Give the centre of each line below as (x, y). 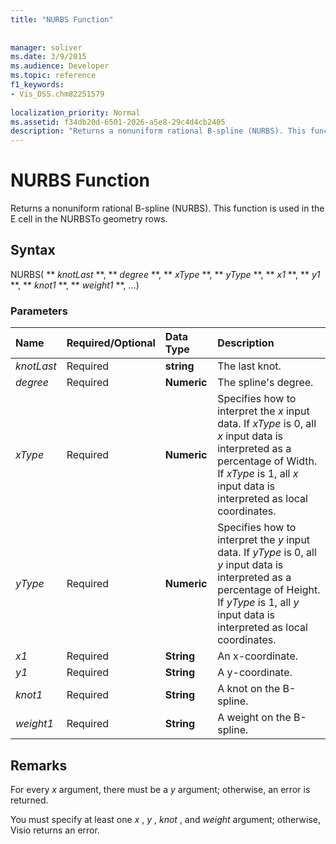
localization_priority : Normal (75, 112)
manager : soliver (46, 47)
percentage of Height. (269, 590)
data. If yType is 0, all (267, 553)
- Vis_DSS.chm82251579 (57, 94)
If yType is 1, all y (258, 603)
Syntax (33, 250)
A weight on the (254, 718)
